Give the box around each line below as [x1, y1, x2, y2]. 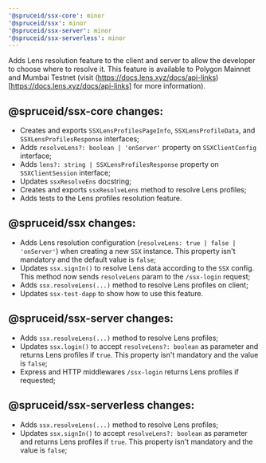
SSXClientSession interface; [19, 168, 111, 178]
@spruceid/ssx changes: [8, 216, 136, 230]
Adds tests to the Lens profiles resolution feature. [19, 193, 182, 204]
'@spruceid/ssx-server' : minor [8, 26, 112, 34]
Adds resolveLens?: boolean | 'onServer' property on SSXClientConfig [19, 143, 257, 152]
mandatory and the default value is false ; [19, 255, 157, 264]
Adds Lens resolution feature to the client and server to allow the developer [8, 56, 256, 65]
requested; [19, 375, 56, 385]
